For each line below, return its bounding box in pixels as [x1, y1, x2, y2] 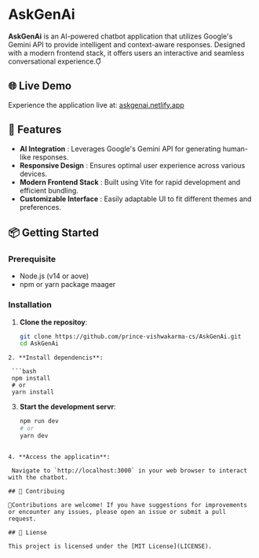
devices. [19, 169, 48, 178]
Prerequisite [8, 253, 57, 264]
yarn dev [19, 432, 49, 440]
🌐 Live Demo [8, 79, 72, 93]
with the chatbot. [8, 473, 68, 481]
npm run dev [19, 417, 59, 425]
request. [8, 515, 37, 523]
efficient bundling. [19, 185, 78, 195]
